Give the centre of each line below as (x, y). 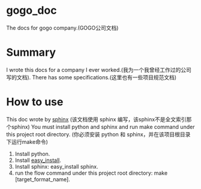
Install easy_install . (38, 160)
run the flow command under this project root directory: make (91, 173)
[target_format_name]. (42, 179)
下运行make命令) (27, 142)
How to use (35, 102)
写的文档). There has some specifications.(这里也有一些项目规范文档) (91, 77)
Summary (31, 52)
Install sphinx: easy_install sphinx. (56, 166)
